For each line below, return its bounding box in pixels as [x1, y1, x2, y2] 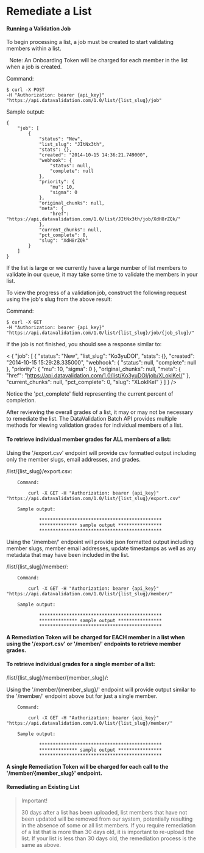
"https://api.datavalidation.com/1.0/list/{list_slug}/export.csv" [6, 495, 181, 501]
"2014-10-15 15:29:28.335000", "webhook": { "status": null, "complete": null [6, 359, 197, 366]
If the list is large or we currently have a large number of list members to [6, 264, 188, 272]
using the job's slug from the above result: [6, 296, 113, 303]
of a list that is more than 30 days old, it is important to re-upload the [21, 829, 194, 835]
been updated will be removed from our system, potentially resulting [21, 815, 193, 822]
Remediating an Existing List [6, 783, 80, 791]
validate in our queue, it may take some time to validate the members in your [6, 270, 198, 278]
